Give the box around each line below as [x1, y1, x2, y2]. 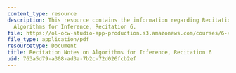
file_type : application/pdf [7, 36, 90, 43]
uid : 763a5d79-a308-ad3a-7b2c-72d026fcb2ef [7, 56, 137, 63]
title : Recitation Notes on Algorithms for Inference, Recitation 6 [7, 49, 212, 56]
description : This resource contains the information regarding [7, 17, 199, 24]
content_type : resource [7, 10, 77, 17]
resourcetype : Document [7, 42, 77, 49]
